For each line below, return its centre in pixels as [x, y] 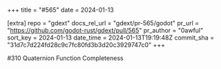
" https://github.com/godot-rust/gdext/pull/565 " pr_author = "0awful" [105, 30]
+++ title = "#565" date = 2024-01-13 [60, 10]
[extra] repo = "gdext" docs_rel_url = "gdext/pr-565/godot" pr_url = [103, 23]
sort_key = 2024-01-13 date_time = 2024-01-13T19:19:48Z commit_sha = [111, 38]
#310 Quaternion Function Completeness [65, 58]
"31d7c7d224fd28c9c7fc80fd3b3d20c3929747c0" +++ [86, 45]
